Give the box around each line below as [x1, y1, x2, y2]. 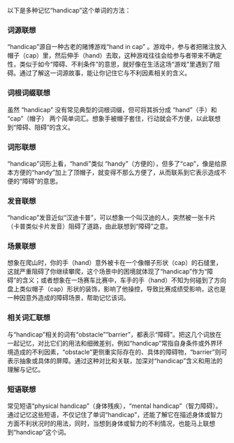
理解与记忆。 [7, 365, 44, 374]
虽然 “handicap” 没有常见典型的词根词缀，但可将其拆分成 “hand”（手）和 [7, 105, 218, 114]
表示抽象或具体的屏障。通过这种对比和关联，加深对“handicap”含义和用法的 [7, 356, 223, 364]
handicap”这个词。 [16, 428, 70, 437]
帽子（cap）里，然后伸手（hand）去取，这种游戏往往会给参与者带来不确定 [7, 51, 222, 60]
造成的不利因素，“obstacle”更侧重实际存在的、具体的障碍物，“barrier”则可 [13, 348, 228, 356]
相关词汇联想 [7, 313, 51, 322]
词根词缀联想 [7, 88, 51, 98]
